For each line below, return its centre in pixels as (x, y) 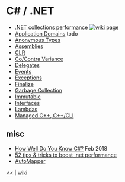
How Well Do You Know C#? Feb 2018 (61, 148)
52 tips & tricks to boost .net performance (66, 155)
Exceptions (28, 78)
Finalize (24, 84)
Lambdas (26, 109)
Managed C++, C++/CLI (44, 115)
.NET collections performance (51, 27)
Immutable (28, 97)
